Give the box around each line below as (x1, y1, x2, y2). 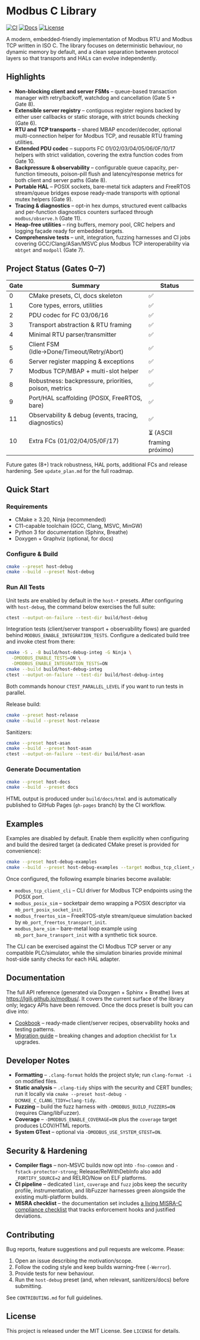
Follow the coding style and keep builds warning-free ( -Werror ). (14, 1264, 171, 1271)
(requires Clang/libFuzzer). (14, 1110, 81, 1117)
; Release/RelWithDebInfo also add (76, 1168, 162, 1175)
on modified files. (14, 1078, 58, 1085)
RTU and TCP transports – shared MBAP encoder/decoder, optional (14, 125, 182, 133)
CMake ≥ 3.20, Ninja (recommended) (14, 516, 107, 523)
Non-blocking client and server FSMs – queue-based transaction (14, 88, 177, 95)
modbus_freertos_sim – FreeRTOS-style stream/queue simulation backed (14, 912, 192, 919)
